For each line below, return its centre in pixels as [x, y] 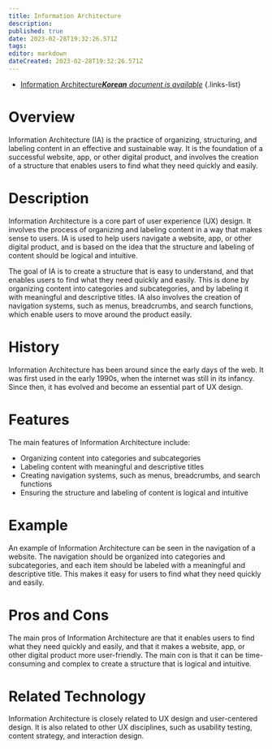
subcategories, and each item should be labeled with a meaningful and [127, 565]
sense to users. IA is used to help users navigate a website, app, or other [130, 238]
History [34, 347]
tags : [17, 46]
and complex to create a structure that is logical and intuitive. [149, 664]
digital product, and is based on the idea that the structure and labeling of [132, 247]
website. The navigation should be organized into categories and [117, 556]
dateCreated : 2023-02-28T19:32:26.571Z [76, 62]
